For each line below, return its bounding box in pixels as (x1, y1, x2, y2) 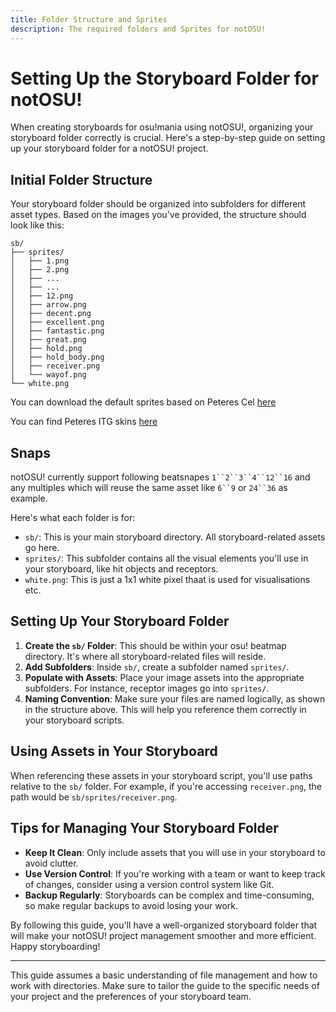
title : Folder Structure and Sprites (10, 14, 168, 25)
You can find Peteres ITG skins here (10, 416, 158, 428)
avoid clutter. (24, 857, 79, 869)
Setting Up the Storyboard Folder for (10, 67, 319, 90)
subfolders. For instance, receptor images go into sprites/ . (24, 682, 270, 694)
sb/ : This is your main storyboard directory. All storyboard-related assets (24, 531, 326, 543)
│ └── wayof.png (10, 370, 87, 380)
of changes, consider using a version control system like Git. (24, 878, 275, 890)
